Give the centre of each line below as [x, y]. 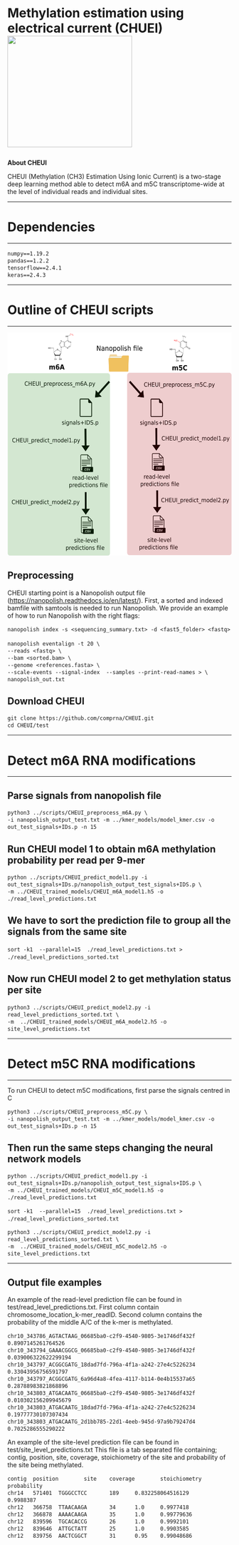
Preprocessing [41, 576]
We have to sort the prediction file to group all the [119, 921]
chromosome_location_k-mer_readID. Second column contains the [105, 1315]
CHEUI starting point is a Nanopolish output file [76, 593]
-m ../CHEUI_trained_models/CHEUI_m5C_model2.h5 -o [87, 1247]
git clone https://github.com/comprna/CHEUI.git [81, 718]
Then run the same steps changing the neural [110, 1147]
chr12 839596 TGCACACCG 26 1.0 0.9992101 [99, 1522]
